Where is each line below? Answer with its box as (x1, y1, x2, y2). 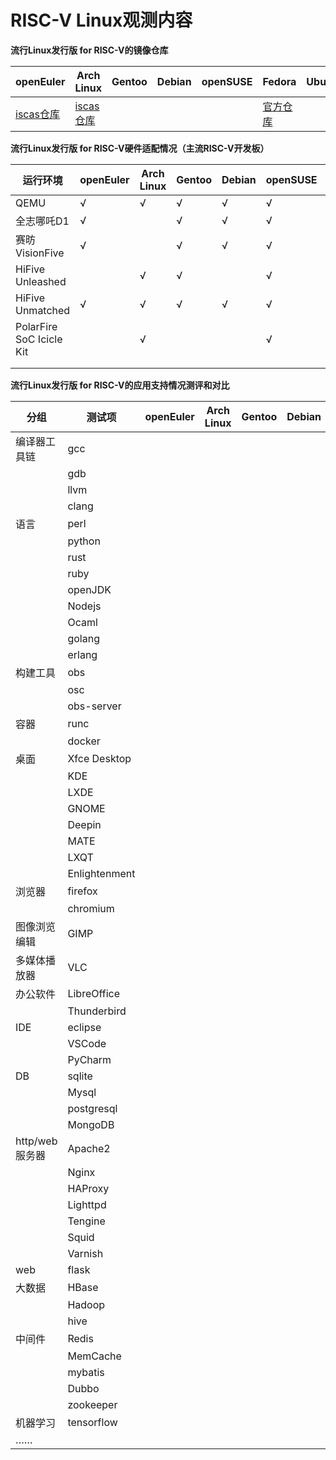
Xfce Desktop (67, 751, 132, 765)
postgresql (67, 1101, 118, 1115)
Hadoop (67, 1297, 106, 1311)
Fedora (262, 74, 297, 88)
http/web (15, 1134, 58, 1148)
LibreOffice (67, 986, 121, 1000)
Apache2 (67, 1141, 111, 1155)
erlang (67, 647, 98, 661)
